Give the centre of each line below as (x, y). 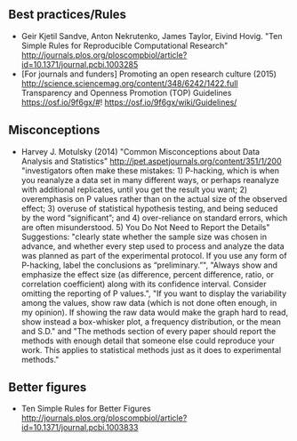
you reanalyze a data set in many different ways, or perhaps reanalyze (150, 180)
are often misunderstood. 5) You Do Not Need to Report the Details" (145, 227)
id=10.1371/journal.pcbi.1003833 (80, 428)
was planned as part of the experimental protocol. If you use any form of (154, 255)
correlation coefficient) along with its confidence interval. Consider (144, 284)
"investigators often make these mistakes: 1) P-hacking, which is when (150, 170)
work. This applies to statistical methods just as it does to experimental (151, 349)
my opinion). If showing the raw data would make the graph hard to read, (155, 312)
